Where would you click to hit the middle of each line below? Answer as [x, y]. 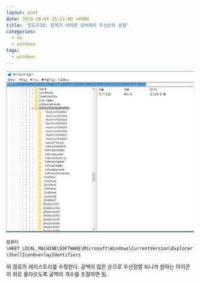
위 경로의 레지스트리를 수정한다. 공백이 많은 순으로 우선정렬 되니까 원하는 [90, 266]
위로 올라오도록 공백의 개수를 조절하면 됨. [60, 274]
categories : [21, 32]
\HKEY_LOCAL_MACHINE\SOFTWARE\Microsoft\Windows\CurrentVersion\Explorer [100, 248]
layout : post [22, 13]
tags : [13, 51]
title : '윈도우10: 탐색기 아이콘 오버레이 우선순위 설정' [68, 25]
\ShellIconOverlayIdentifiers [44, 255]
